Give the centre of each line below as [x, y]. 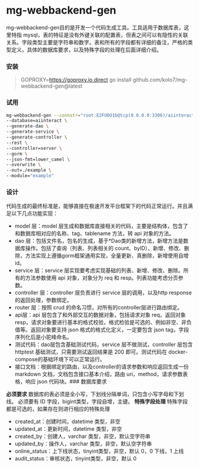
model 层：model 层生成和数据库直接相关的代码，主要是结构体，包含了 [101, 226]
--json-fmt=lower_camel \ [38, 159]
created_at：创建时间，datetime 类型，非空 [68, 422]
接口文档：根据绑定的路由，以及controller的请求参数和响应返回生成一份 [102, 367]
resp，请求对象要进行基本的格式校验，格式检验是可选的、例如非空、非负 [103, 322]
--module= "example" [30, 176]
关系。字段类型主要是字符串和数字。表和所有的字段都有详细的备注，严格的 [97, 42]
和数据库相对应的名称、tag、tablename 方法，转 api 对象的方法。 [94, 233]
